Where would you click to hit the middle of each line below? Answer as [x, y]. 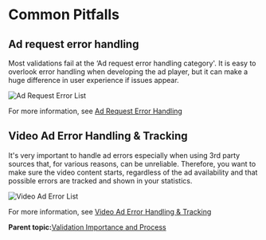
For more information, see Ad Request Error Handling [96, 111]
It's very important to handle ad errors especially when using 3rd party [124, 155]
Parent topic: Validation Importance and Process [87, 227]
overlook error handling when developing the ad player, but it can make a [128, 72]
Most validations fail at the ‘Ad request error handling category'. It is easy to [132, 63]
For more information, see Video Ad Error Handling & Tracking [110, 211]
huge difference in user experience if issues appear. [94, 80]
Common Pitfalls [64, 15]
